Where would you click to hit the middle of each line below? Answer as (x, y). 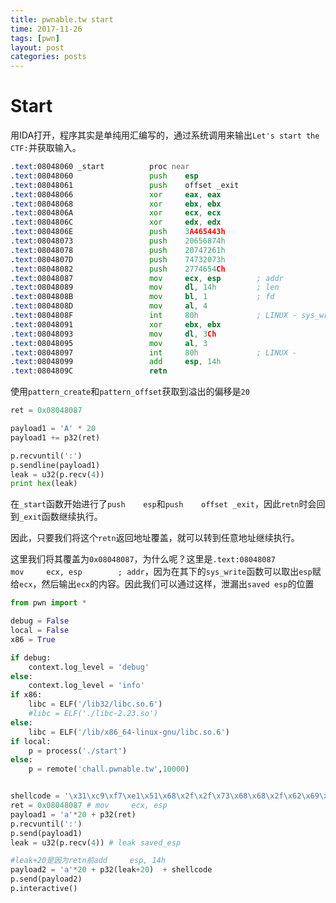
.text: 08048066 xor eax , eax (116, 194)
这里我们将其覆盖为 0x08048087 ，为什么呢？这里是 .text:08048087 (143, 559)
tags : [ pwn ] (35, 38)
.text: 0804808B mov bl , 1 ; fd (142, 297)
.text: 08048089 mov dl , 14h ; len (145, 287)
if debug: (31, 657)
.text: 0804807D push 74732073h (118, 259)
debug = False (40, 621)
